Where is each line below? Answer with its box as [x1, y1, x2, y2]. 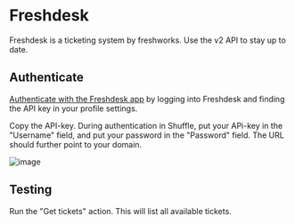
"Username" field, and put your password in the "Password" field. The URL [9, 130, 285, 140]
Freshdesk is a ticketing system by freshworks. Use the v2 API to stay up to [9, 35, 287, 45]
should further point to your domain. [9, 139, 143, 149]
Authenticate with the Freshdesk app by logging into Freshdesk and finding [9, 93, 285, 104]
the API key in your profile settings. [9, 103, 138, 114]
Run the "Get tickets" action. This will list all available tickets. [9, 205, 232, 216]
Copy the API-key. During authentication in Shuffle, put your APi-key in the [9, 120, 283, 131]
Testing [9, 182, 53, 197]
